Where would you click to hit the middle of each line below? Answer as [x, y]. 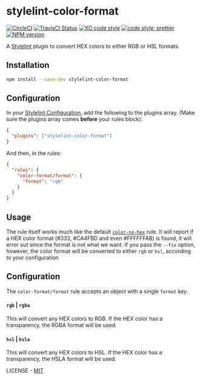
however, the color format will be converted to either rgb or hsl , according [99, 251]
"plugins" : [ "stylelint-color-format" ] [62, 136]
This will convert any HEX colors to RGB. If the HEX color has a [84, 319]
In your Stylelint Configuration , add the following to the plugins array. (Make [101, 113]
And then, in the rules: [34, 154]
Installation [28, 65]
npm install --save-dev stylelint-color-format [68, 79]
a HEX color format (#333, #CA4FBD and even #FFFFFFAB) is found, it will [99, 238]
